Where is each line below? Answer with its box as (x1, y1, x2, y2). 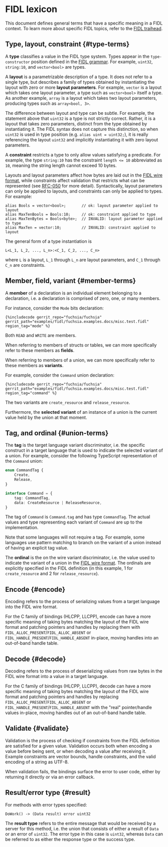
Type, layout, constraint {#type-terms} (5, 40, 130, 49)
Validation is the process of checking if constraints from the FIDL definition (5, 737, 160, 743)
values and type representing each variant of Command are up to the (5, 519, 143, 525)
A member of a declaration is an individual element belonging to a (5, 290, 142, 296)
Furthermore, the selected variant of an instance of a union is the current (5, 409, 157, 415)
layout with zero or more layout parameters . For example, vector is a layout (5, 84, 162, 90)
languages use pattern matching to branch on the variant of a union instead (5, 540, 161, 546)
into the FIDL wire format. (5, 604, 58, 610)
